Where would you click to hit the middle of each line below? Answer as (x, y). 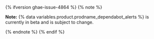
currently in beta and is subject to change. (50, 22)
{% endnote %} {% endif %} (35, 32)
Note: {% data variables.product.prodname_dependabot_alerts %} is (77, 17)
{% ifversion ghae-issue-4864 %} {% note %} (54, 7)
